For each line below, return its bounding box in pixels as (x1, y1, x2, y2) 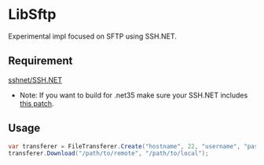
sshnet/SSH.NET (8, 75, 63, 84)
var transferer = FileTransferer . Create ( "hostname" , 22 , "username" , (8, 142, 241, 150)
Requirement (8, 54, 73, 68)
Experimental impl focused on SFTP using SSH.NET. (8, 31, 177, 41)
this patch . (19, 98, 54, 108)
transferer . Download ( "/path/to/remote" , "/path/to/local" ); (8, 149, 210, 158)
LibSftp (8, 5, 57, 24)
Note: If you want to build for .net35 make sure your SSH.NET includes (19, 90, 248, 100)
